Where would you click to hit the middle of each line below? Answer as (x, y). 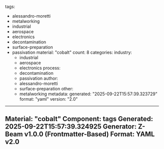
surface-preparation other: (46, 89)
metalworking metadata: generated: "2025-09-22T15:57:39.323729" (88, 94)
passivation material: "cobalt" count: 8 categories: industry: (72, 52)
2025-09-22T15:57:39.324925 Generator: (71, 127)
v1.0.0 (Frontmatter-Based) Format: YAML (90, 134)
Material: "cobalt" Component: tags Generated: (79, 119)
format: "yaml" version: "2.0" (49, 99)
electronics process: (40, 68)
